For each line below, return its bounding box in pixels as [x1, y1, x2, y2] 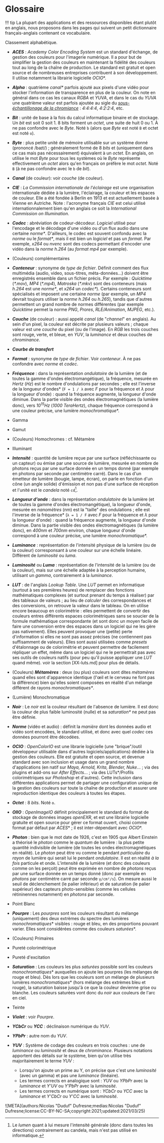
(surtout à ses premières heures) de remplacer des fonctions [12, 587, 135, 593]
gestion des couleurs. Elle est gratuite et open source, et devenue [12, 754, 145, 760]
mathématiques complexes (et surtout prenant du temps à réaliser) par [12, 593, 155, 598]
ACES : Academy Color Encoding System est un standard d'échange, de [12, 49, 158, 55]
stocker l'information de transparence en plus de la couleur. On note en [12, 89, 156, 95]
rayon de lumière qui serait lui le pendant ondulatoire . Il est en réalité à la [12, 855, 159, 861]
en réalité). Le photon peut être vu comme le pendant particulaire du [12, 850, 150, 856]
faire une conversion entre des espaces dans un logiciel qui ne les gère [12, 623, 156, 629]
